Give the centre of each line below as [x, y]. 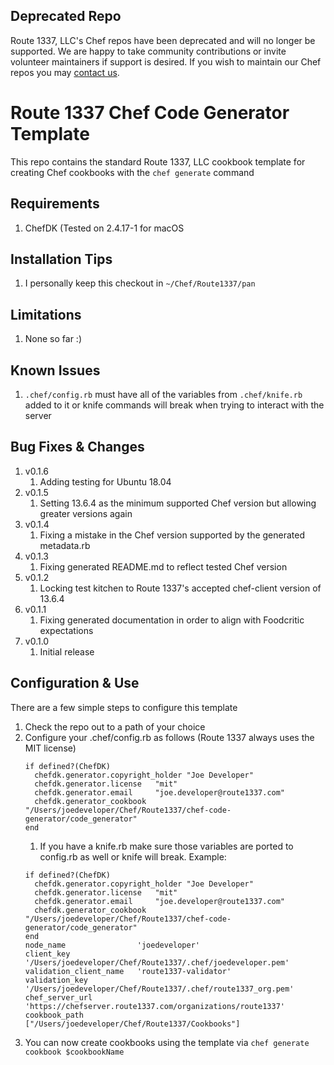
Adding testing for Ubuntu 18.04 [105, 481]
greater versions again [86, 513]
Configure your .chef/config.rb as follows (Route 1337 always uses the [169, 737]
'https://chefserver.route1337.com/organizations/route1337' [155, 1006]
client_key [47, 954]
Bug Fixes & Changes [77, 447]
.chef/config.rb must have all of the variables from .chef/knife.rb [163, 394]
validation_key [56, 980]
